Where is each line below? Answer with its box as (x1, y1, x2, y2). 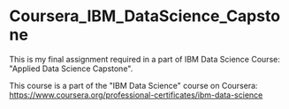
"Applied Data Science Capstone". (9, 63, 133, 74)
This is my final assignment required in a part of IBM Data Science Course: (9, 54, 280, 64)
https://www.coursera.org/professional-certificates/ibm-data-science (9, 90, 263, 100)
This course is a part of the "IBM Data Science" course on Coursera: (9, 80, 258, 91)
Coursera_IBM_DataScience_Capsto (9, 6, 281, 26)
